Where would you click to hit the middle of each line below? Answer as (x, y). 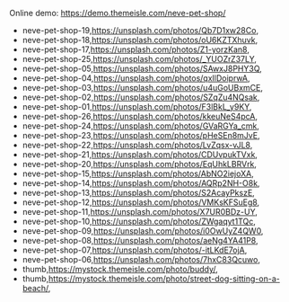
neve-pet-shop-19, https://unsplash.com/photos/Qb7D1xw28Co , (140, 30)
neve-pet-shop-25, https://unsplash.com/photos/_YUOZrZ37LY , (140, 59)
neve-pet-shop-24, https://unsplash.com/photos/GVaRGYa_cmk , (141, 126)
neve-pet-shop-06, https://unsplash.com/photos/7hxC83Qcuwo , (141, 259)
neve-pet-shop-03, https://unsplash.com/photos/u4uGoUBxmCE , (142, 88)
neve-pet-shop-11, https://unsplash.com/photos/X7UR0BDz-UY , (140, 212)
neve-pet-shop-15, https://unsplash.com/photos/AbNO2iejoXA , (138, 173)
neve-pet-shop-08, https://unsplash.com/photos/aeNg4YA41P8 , (140, 240)
